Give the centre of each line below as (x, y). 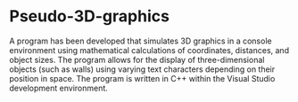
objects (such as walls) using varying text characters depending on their (142, 69)
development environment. (59, 88)
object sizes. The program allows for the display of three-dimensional (137, 59)
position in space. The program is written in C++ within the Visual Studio (142, 78)
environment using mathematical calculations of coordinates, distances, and (149, 50)
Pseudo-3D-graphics (89, 16)
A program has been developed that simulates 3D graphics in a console (141, 41)
